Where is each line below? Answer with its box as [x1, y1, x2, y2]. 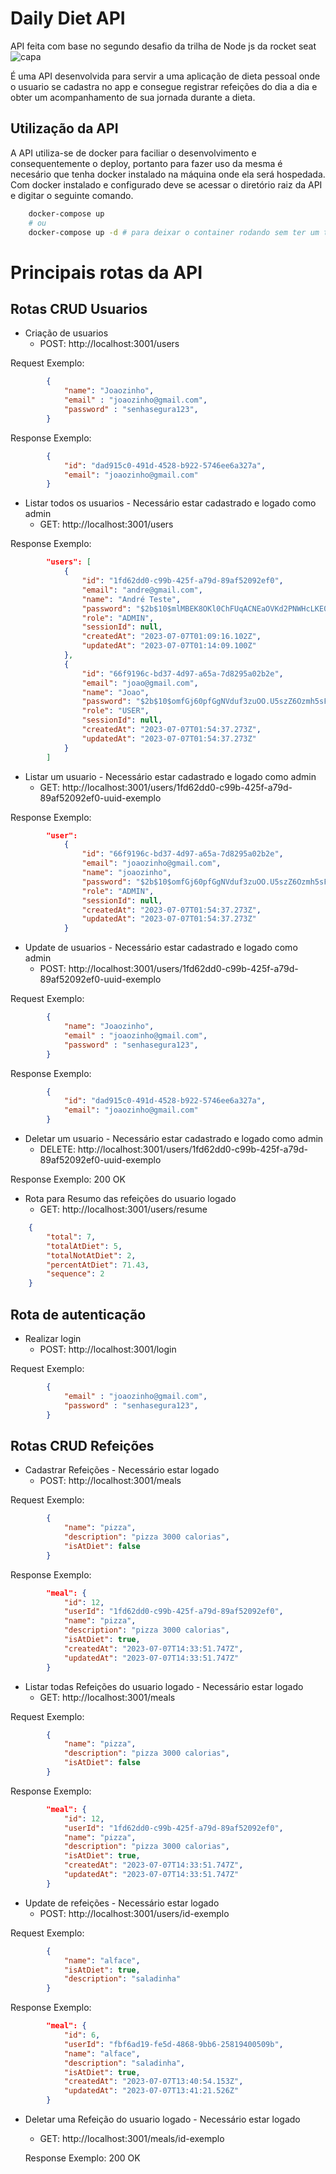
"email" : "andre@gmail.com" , [81, 585, 203, 595]
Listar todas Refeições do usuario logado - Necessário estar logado [24, 1680, 304, 1692]
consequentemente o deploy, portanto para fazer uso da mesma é [10, 157, 283, 169]
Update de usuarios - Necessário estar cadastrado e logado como [24, 942, 298, 954]
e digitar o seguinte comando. [10, 189, 134, 201]
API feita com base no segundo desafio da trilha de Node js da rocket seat [10, 40, 317, 52]
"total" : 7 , [46, 1232, 97, 1242]
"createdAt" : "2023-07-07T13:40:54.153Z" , [63, 2077, 244, 2087]
